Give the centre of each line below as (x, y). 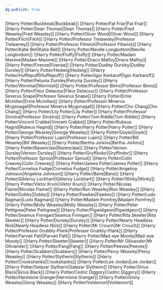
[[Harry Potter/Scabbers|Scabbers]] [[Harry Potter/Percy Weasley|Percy (78, 251)
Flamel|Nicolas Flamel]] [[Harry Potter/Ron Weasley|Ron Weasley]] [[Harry (80, 189)
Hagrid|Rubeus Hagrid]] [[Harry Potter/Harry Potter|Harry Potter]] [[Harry (79, 127)
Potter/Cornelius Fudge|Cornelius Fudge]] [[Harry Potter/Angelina (71, 168)
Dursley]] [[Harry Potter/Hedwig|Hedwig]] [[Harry (55, 70)
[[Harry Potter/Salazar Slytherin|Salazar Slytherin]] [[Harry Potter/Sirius (77, 267)
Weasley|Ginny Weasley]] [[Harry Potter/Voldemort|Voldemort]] (69, 282)
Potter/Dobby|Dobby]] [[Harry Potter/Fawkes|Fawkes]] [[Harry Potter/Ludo (81, 194)
